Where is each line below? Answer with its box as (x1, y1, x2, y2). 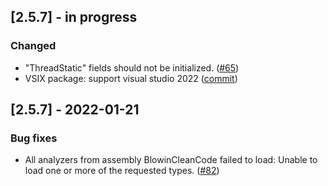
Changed (10, 39, 57, 53)
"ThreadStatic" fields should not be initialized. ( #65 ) (24, 61, 240, 74)
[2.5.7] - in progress (10, 9, 138, 26)
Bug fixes (10, 131, 58, 145)
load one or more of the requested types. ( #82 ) (24, 165, 220, 177)
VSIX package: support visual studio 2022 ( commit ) (24, 72, 238, 84)
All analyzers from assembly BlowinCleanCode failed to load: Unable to (24, 154, 318, 166)
